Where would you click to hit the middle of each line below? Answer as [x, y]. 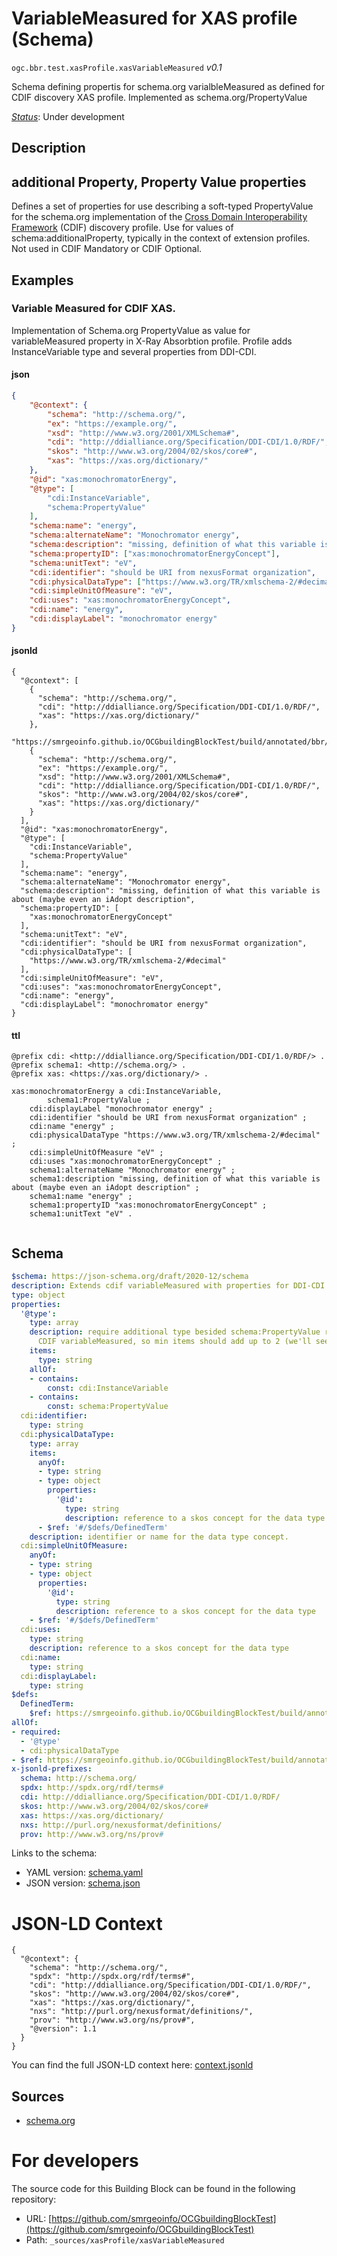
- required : [36, 1732]
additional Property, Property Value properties [159, 182]
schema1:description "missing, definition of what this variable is [175, 1179]
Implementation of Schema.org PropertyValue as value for [131, 330]
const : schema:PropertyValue [108, 1407]
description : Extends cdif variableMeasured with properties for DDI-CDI [168, 1285]
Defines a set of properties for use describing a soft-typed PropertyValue [162, 206]
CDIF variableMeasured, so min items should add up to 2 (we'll [174, 1342]
